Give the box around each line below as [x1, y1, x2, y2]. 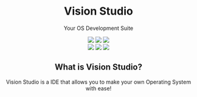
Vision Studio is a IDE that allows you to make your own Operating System [5, 78, 192, 85]
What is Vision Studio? [55, 62, 142, 73]
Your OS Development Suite [63, 24, 134, 32]
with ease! [85, 84, 112, 92]
